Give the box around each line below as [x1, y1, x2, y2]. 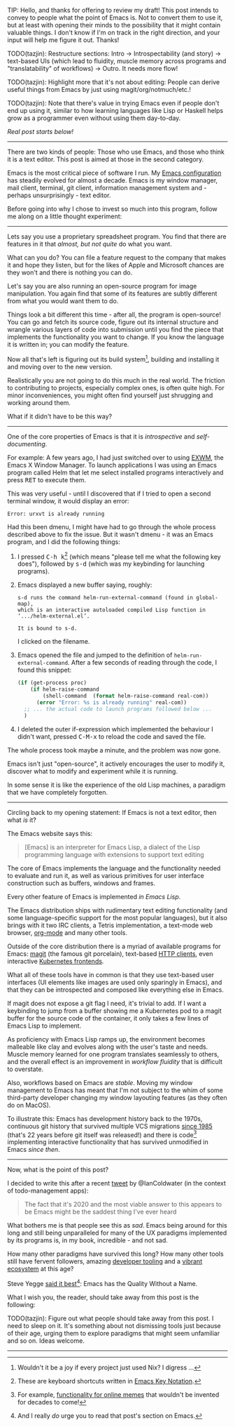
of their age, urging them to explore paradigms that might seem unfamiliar [7, 1329, 220, 1337]
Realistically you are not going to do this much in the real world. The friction [7, 376, 225, 385]
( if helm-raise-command [30, 686, 99, 693]
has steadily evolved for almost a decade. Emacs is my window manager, [7, 176, 218, 185]
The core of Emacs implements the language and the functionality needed [7, 863, 221, 872]
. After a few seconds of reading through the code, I [67, 658, 218, 667]
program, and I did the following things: [7, 537, 120, 546]
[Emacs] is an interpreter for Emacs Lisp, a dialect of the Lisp [24, 842, 201, 851]
